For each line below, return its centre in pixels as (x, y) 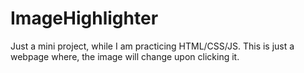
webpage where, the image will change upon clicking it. (125, 56)
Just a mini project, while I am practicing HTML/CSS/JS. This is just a (152, 46)
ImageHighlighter (84, 18)
